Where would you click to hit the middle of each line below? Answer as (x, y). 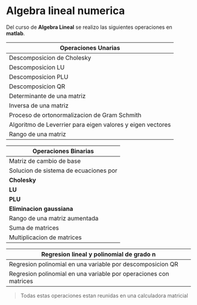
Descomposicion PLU (39, 76)
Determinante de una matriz (47, 96)
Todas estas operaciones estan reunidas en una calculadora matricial (104, 296)
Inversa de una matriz (39, 105)
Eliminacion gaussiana (41, 209)
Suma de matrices (34, 227)
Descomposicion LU (37, 67)
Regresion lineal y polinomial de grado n (98, 254)
